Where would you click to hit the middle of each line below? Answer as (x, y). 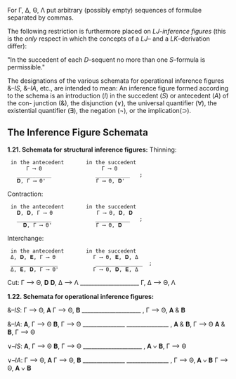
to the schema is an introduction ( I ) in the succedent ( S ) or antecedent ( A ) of (118, 95)
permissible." (26, 67)
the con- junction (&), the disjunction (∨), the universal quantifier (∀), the (112, 103)
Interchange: (26, 238)
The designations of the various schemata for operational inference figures (116, 81)
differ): (17, 46)
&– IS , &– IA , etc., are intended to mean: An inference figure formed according (118, 88)
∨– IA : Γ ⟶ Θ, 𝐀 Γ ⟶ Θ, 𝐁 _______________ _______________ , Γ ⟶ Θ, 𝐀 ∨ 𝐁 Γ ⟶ (118, 360)
